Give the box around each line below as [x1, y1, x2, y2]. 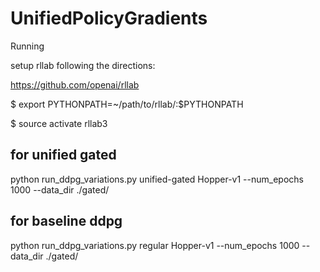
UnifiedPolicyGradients [10, 7, 208, 30]
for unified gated [10, 147, 117, 164]
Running [10, 40, 45, 52]
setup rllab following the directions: [10, 59, 156, 71]
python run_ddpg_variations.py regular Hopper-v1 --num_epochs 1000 [10, 239, 300, 251]
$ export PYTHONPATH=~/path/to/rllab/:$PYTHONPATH [10, 98, 244, 110]
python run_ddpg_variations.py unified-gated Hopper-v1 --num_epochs [10, 173, 304, 185]
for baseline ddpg [10, 213, 123, 230]
